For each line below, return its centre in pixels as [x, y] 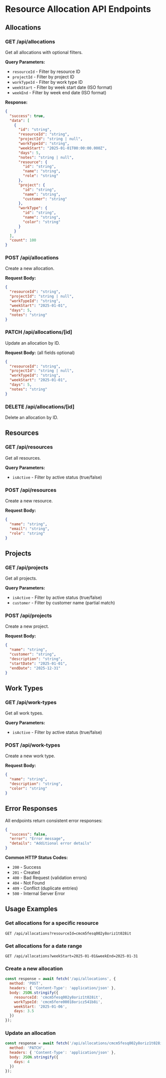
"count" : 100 [23, 240]
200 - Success [26, 867]
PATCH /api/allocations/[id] [39, 332]
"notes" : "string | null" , [46, 157]
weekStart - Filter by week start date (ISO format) [62, 87]
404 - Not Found [29, 883]
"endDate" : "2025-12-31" [35, 668]
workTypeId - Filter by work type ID [47, 82]
